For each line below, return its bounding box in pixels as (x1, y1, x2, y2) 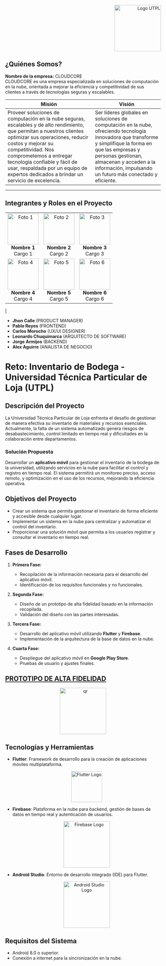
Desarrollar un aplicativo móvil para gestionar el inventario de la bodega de (5, 459, 160, 465)
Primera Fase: (12, 562, 42, 568)
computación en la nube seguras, (7, 115, 85, 122)
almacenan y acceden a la (94, 158, 156, 165)
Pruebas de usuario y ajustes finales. (19, 660, 95, 666)
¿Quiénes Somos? (5, 60, 62, 69)
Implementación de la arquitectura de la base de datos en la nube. (19, 636, 155, 642)
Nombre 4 (11, 289, 36, 296)
